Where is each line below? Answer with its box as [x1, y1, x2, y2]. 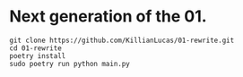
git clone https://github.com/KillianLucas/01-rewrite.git [9, 36, 235, 45]
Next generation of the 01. [9, 6, 208, 27]
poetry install [9, 51, 66, 60]
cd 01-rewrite [9, 43, 63, 53]
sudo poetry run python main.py [9, 59, 130, 68]
